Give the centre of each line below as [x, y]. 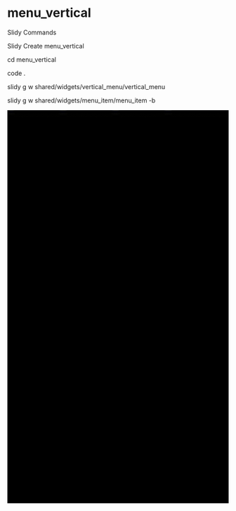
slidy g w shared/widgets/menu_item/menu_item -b [81, 100]
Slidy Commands [32, 32]
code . [17, 73]
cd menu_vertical [32, 59]
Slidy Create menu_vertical [46, 46]
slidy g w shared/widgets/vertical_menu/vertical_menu [86, 86]
